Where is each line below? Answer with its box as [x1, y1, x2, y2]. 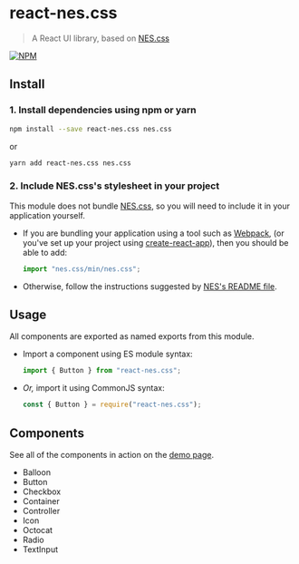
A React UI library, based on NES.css [31, 33, 170, 44]
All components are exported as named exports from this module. [9, 331, 255, 342]
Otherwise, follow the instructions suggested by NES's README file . [22, 280, 278, 292]
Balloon [22, 466, 52, 478]
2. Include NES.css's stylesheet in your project [9, 180, 220, 192]
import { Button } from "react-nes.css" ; [22, 366, 182, 375]
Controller [22, 505, 61, 516]
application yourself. [9, 209, 86, 220]
